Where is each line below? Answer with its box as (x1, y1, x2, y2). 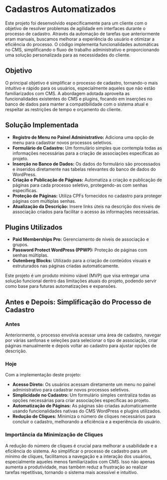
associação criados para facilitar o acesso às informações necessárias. (12, 209, 160, 215)
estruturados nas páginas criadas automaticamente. (12, 263, 120, 269)
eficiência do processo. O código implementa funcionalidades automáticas (5, 41, 159, 47)
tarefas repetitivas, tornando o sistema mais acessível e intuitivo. (5, 469, 138, 475)
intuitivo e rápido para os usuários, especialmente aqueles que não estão (5, 85, 156, 91)
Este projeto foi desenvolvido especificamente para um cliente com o (5, 20, 148, 26)
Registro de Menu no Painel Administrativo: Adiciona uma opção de (12, 134, 154, 140)
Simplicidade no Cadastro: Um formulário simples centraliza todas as (12, 392, 156, 398)
